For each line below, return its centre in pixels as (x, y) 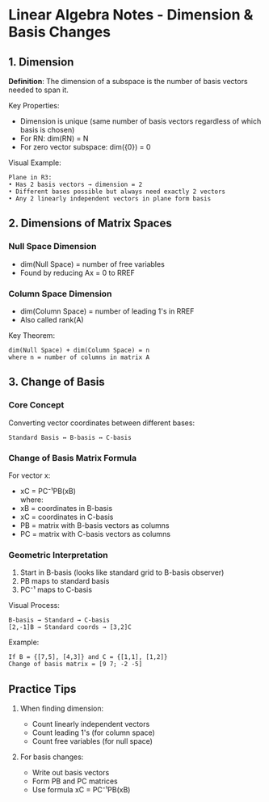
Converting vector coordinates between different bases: (102, 423)
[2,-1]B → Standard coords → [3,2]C (70, 627)
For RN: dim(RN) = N (54, 138)
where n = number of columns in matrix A (79, 357)
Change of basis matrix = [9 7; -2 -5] (76, 665)
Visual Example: (35, 163)
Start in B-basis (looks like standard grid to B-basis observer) (122, 572)
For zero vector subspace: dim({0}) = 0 (85, 147)
